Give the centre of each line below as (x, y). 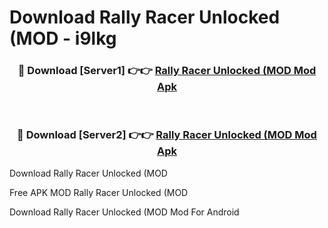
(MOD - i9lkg (63, 38)
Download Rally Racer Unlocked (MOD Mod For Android (124, 212)
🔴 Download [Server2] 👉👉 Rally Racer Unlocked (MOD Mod (167, 135)
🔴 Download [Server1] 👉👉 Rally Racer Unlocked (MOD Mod (167, 71)
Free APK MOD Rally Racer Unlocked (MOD (99, 192)
